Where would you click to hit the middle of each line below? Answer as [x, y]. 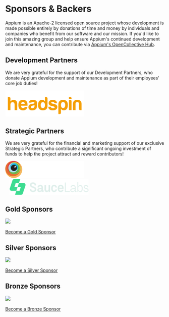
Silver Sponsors [31, 248]
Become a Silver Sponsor [32, 270]
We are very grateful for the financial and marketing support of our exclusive [85, 143]
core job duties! [21, 83]
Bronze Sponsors [33, 286]
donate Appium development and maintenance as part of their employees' [82, 78]
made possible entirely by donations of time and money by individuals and [82, 28]
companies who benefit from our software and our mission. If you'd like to [82, 33]
